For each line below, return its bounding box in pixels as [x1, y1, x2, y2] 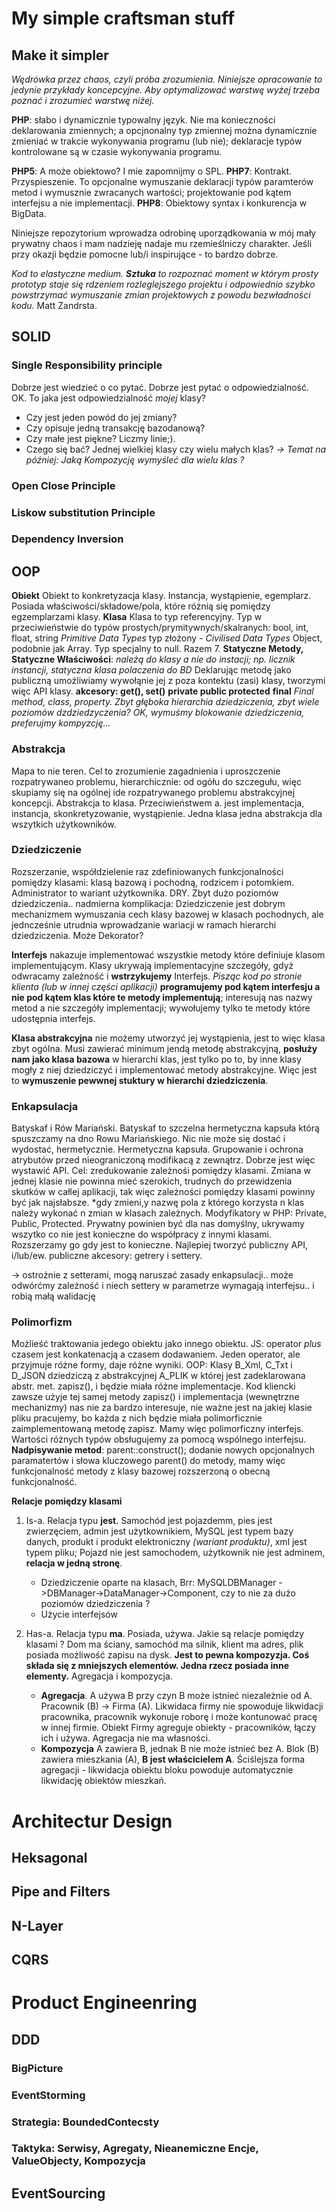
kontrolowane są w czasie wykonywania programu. [11, 146, 223, 157]
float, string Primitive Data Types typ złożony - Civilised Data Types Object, [11, 632, 323, 644]
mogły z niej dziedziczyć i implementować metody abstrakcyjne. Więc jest [11, 1063, 318, 1076]
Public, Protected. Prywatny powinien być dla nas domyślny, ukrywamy [11, 1218, 305, 1230]
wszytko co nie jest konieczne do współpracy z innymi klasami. [11, 1228, 273, 1241]
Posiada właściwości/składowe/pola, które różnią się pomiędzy [11, 600, 271, 612]
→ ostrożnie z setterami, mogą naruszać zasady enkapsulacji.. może [11, 1269, 294, 1281]
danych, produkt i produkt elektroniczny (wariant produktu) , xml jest [25, 1536, 308, 1548]
